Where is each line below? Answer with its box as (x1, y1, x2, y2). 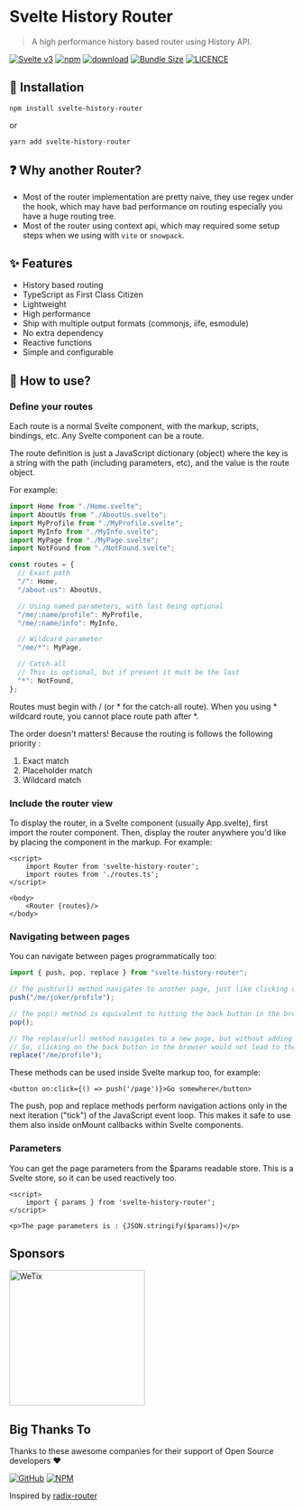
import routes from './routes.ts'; (25, 870, 160, 879)
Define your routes (9, 400, 93, 413)
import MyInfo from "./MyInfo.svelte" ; (9, 527, 160, 536)
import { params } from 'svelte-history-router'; (25, 1198, 216, 1207)
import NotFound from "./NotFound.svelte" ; (9, 544, 176, 553)
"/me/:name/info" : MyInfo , (17, 619, 119, 628)
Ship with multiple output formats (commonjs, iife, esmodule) (22, 318, 250, 329)
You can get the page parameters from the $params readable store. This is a (9, 1162, 294, 1173)
